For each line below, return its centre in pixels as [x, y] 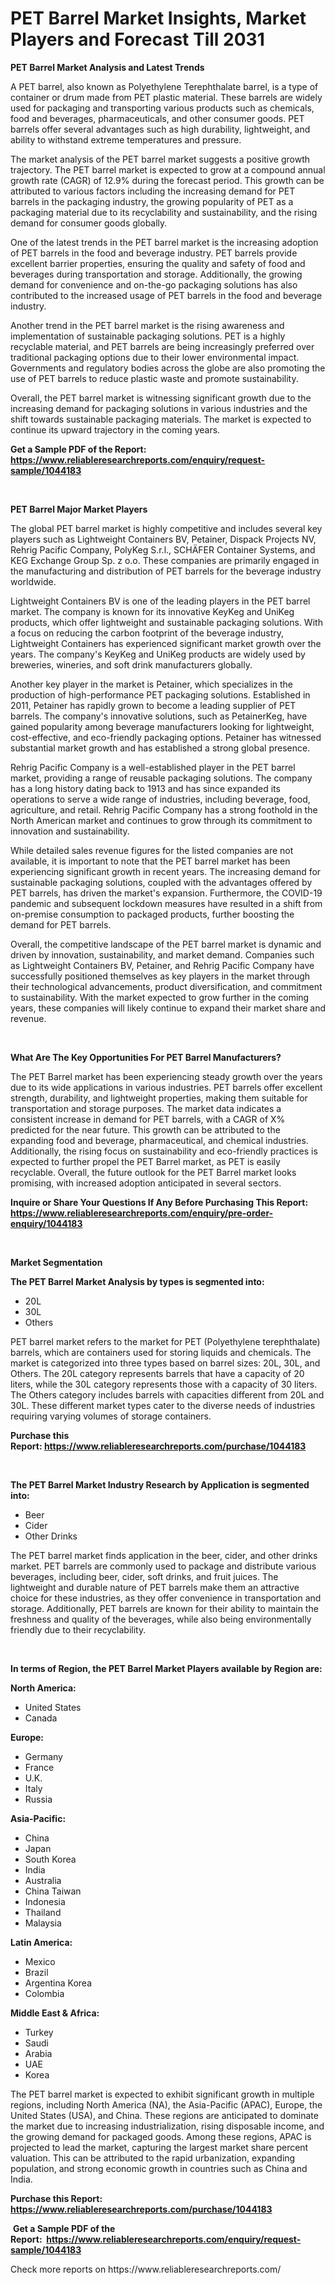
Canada [41, 1718]
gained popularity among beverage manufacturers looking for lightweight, [162, 726]
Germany [43, 1756]
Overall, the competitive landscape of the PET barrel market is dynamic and [166, 944]
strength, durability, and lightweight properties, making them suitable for [159, 1098]
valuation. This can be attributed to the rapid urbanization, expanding [153, 2158]
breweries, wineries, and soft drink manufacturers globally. [131, 664]
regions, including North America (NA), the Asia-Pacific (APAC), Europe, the [166, 2104]
